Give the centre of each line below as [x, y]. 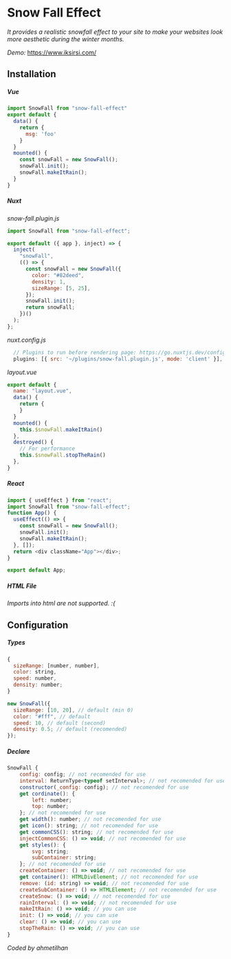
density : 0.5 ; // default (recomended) [70, 729]
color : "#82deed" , [58, 275]
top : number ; [51, 807]
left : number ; [52, 800]
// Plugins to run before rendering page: [75, 352]
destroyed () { [33, 443]
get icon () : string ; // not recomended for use [89, 826]
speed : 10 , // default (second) [60, 723]
